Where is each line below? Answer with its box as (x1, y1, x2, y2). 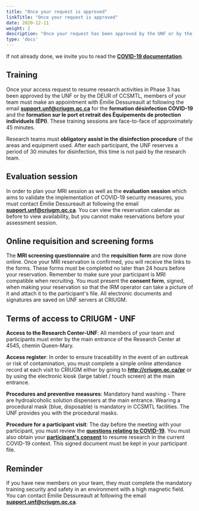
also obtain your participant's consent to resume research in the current (6, 434, 185, 441)
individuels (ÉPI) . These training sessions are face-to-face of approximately (6, 117, 193, 124)
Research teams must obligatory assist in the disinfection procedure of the (6, 135, 193, 142)
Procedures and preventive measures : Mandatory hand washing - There (6, 391, 186, 398)
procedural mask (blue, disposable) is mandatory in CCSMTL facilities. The (6, 403, 189, 410)
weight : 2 (6, 25, 31, 32)
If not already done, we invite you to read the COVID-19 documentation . (6, 53, 184, 60)
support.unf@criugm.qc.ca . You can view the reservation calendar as (6, 206, 180, 213)
